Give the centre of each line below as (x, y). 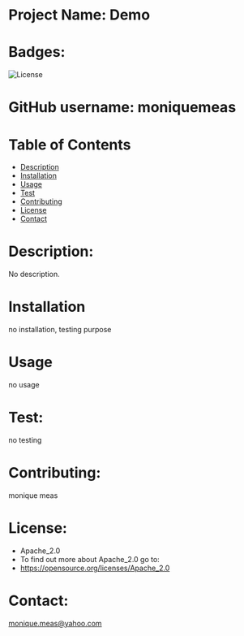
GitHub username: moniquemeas (122, 108)
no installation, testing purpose (60, 330)
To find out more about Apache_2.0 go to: (90, 559)
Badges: (37, 52)
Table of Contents (70, 145)
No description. (34, 275)
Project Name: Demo (79, 15)
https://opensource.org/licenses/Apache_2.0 (95, 568)
